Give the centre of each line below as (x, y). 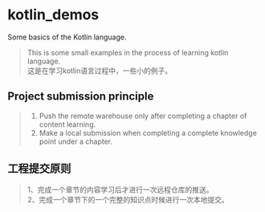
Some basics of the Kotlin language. (67, 37)
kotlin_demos (53, 15)
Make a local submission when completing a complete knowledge (148, 132)
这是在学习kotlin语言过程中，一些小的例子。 (100, 71)
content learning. (67, 124)
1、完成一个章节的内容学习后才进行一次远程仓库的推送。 (120, 190)
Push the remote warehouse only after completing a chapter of (143, 116)
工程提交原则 (39, 169)
